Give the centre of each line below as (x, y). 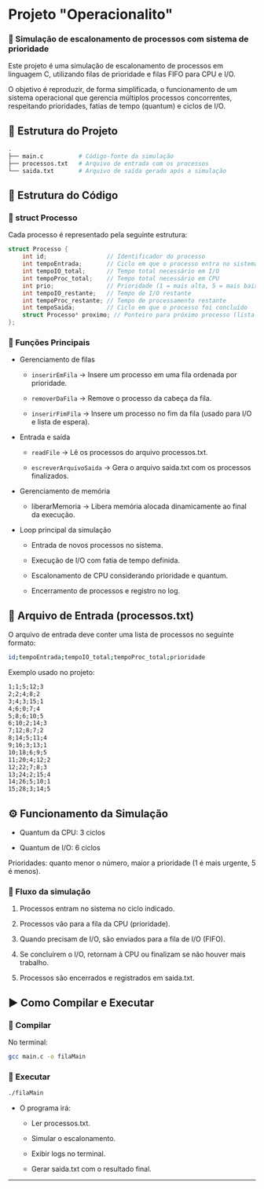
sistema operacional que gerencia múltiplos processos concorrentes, (120, 98)
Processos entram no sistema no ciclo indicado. (97, 908)
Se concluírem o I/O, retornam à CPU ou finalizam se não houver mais (132, 954)
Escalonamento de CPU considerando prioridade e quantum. (130, 576)
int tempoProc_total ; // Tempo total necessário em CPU (121, 278)
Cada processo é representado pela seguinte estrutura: (98, 235)
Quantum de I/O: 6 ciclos (60, 848)
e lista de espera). (60, 422)
